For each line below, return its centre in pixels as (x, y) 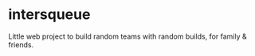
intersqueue (49, 15)
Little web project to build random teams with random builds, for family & (127, 36)
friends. (21, 44)
